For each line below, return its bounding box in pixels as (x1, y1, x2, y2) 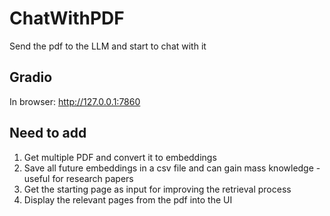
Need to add (9, 125, 87, 142)
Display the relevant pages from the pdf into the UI (23, 193, 233, 206)
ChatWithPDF (9, 7, 125, 30)
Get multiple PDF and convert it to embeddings (23, 151, 217, 163)
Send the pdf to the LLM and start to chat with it (9, 40, 207, 52)
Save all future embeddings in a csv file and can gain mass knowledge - (23, 162, 321, 174)
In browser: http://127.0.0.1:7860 (9, 95, 141, 107)
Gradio (9, 69, 53, 86)
